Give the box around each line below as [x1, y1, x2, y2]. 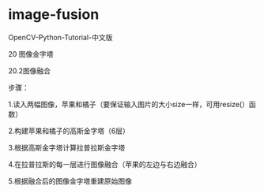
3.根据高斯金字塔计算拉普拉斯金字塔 [8, 143, 126, 152]
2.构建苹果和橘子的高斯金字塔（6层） [8, 126, 130, 135]
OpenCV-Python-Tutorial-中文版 [8, 32, 113, 42]
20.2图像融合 [8, 65, 51, 76]
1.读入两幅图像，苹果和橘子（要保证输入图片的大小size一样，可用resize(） [8, 99, 249, 109]
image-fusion [8, 6, 100, 24]
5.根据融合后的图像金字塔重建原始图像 [8, 176, 132, 186]
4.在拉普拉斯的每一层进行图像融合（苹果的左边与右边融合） [8, 159, 202, 169]
